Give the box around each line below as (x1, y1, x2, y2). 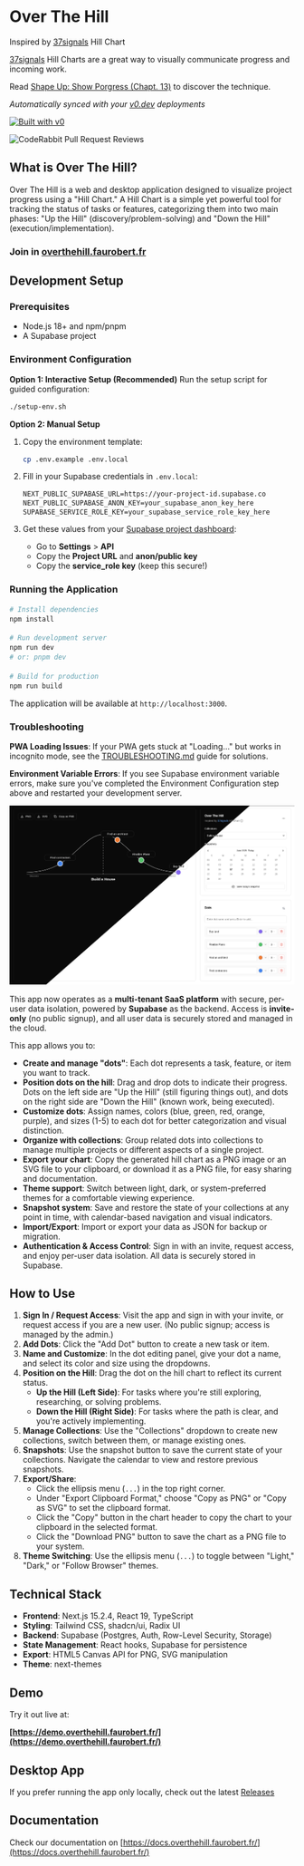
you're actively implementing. (35, 1416, 147, 1426)
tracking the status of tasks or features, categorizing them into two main (9, 203, 279, 214)
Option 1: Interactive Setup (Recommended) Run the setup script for (9, 373, 268, 384)
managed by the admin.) (22, 1329, 114, 1340)
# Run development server (9, 633, 107, 643)
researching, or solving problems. (35, 1397, 162, 1407)
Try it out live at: (9, 1709, 70, 1720)
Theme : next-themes (22, 1658, 102, 1669)
